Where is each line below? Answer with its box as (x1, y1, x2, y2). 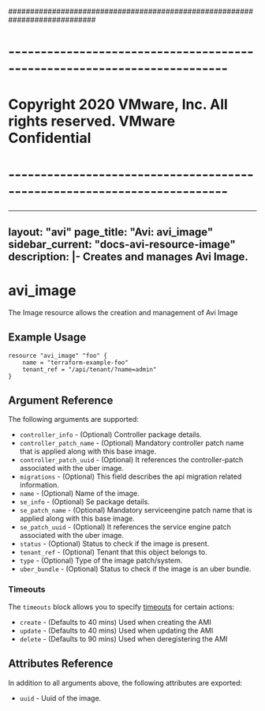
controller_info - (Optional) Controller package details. (19, 430, 203, 439)
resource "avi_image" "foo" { (8, 352, 108, 359)
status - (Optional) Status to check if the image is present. (19, 539, 210, 548)
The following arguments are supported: (8, 415, 140, 424)
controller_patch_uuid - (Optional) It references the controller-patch (19, 455, 244, 465)
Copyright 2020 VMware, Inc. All (8, 96, 229, 114)
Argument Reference (8, 394, 114, 408)
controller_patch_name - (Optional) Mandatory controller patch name (19, 438, 244, 448)
